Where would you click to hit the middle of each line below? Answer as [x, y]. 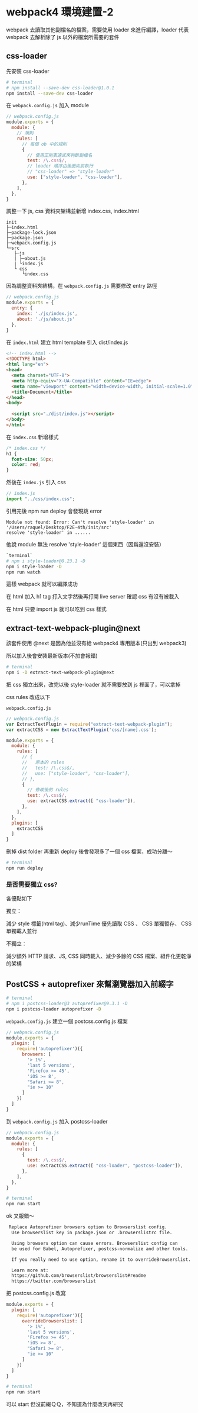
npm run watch [24, 572]
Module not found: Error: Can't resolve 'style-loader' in [80, 522]
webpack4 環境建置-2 [60, 12]
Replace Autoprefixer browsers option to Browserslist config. [88, 1227]
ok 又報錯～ [20, 1216]
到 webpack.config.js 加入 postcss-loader [57, 1121]
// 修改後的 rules [48, 790]
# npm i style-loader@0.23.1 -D [46, 561]
